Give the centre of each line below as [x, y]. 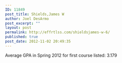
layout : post [18, 28]
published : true [21, 37]
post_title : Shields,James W [35, 14]
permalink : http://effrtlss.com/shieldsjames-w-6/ [58, 32]
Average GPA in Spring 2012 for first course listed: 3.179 [61, 55]
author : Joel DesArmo [27, 19]
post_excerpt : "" [23, 23]
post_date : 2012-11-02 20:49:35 [38, 42]
